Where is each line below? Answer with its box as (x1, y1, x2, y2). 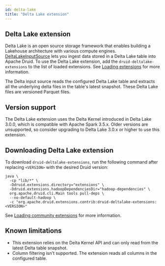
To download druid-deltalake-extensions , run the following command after (5, 159, 158, 165)
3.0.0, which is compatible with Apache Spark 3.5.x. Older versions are (5, 121, 148, 128)
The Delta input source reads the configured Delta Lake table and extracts (5, 79, 155, 84)
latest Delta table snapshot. (12, 245, 68, 251)
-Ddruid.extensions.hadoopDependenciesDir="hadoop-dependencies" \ (9, 186, 151, 191)
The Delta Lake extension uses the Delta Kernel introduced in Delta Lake (5, 116, 152, 122)
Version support (5, 103, 56, 111)
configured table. (12, 255, 48, 261)
